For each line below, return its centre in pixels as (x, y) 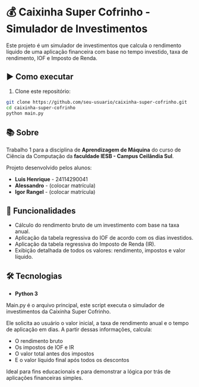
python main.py (25, 113)
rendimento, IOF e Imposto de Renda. (52, 58)
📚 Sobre (23, 132)
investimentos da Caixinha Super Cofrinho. (59, 311)
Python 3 (26, 293)
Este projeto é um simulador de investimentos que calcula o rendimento (94, 45)
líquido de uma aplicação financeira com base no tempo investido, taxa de (97, 51)
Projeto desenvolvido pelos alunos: (49, 168)
